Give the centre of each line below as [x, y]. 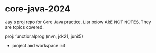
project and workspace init [39, 45]
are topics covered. [24, 27]
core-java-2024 [38, 9]
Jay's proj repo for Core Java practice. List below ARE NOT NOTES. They [78, 22]
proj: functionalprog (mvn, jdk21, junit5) [44, 36]
